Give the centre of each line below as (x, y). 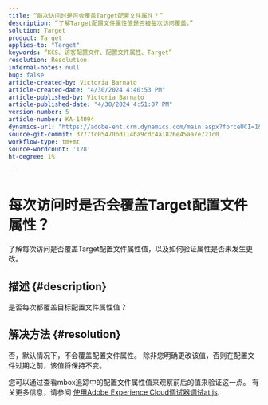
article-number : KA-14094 (51, 120)
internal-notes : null (44, 68)
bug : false (26, 75)
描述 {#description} (58, 287)
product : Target (35, 38)
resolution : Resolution (48, 61)
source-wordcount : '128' (49, 149)
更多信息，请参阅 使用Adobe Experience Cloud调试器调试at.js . (117, 392)
